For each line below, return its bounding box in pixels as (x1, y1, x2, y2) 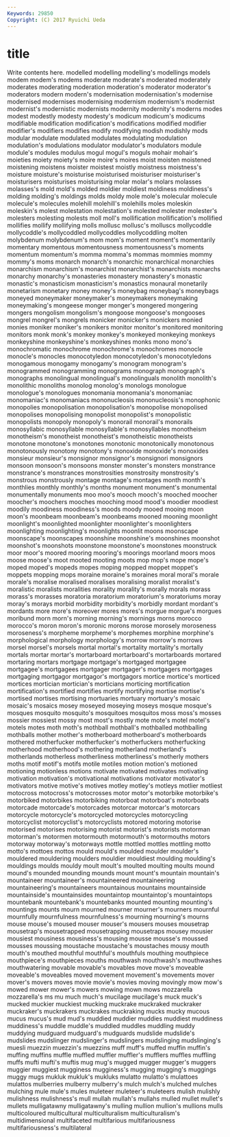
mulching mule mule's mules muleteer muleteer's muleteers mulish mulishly (7, 1087, 220, 1096)
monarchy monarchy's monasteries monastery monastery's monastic (7, 272, 203, 281)
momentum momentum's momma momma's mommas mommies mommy (7, 251, 213, 259)
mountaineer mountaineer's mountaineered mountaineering (7, 876, 176, 884)
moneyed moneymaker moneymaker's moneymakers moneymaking (7, 294, 199, 302)
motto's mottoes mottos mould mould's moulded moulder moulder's (7, 847, 199, 855)
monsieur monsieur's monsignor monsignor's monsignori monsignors (7, 454, 203, 462)
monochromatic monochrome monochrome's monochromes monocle (7, 345, 203, 353)
